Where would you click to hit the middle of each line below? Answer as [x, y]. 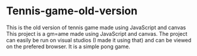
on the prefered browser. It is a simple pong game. [68, 46]
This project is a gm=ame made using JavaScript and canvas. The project [97, 33]
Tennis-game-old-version [72, 11]
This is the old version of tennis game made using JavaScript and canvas [96, 27]
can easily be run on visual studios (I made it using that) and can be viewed [99, 40]
